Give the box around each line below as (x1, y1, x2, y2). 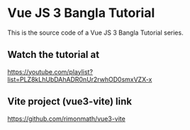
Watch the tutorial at (7, 49, 100, 61)
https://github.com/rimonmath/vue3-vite (7, 114, 125, 123)
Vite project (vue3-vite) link (7, 95, 133, 107)
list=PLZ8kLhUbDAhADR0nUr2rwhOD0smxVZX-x (7, 75, 152, 83)
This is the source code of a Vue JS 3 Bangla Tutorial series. (7, 28, 184, 37)
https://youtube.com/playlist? (7, 67, 94, 76)
